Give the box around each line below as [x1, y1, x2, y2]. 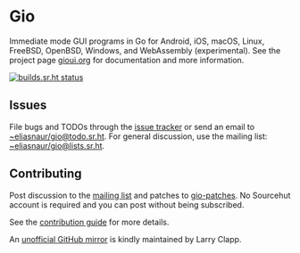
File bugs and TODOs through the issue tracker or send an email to [9, 121, 255, 132]
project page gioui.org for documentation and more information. [9, 54, 245, 65]
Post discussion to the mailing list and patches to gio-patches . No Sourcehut [9, 190, 291, 200]
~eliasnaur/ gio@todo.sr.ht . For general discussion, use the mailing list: [9, 131, 268, 142]
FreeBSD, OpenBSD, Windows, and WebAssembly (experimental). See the [9, 45, 281, 55]
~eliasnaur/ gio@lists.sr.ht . [9, 140, 105, 151]
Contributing [9, 167, 82, 182]
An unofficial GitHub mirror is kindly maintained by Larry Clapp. [9, 233, 242, 244]
